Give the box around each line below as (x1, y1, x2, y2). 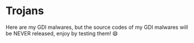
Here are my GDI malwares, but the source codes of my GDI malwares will (5, 24, 188, 31)
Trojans (5, 4, 44, 18)
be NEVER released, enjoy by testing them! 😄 (5, 29, 118, 37)
